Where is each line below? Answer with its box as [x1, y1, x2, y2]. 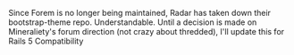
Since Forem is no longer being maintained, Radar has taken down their [8, 8, 272, 18]
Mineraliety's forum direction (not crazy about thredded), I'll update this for [8, 27, 285, 36]
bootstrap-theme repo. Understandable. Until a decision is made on [8, 17, 257, 27]
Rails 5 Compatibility [8, 35, 84, 46]
